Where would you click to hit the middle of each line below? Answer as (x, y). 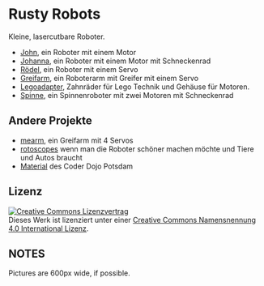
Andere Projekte (50, 121)
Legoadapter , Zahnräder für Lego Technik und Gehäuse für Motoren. (135, 87)
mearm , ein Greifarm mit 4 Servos (77, 140)
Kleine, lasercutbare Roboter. (57, 36)
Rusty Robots (55, 14)
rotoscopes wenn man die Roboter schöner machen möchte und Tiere (137, 149)
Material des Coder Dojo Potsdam (77, 166)
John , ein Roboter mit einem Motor (78, 52)
